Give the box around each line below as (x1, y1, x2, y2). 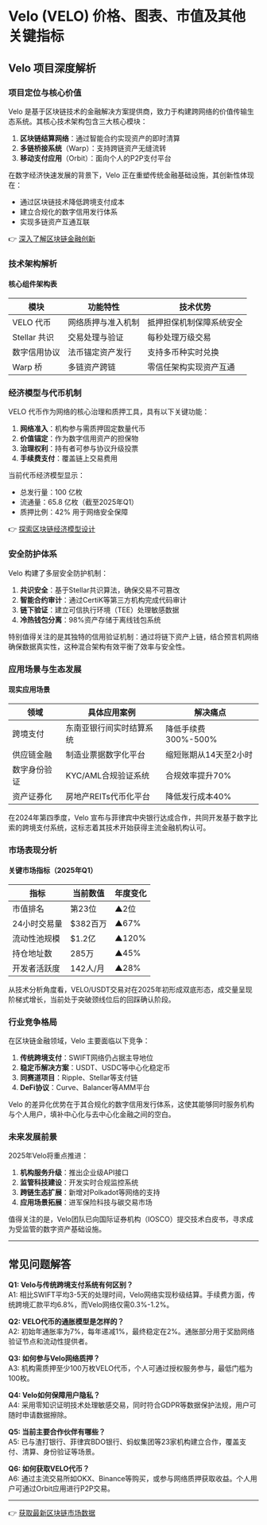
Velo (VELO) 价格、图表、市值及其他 (8, 7, 246, 25)
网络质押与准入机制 (68, 317, 141, 328)
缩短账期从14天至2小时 (165, 749, 253, 760)
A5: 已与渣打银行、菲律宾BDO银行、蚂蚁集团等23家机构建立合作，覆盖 (8, 1437, 240, 1447)
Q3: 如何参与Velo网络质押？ (8, 1353, 101, 1364)
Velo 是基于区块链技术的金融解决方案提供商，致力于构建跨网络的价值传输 (8, 107, 248, 116)
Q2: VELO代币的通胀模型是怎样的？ (8, 1317, 125, 1326)
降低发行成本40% (165, 790, 232, 801)
